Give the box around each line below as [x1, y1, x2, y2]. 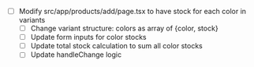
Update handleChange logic [30, 50, 122, 59]
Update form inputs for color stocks [30, 33, 147, 42]
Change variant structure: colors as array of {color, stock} [30, 23, 219, 33]
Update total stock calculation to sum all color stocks [30, 41, 203, 51]
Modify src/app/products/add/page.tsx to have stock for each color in [18, 7, 246, 16]
